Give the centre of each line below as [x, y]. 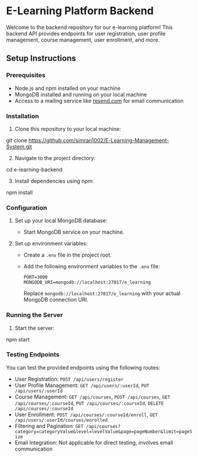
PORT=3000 [36, 277]
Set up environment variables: [51, 244]
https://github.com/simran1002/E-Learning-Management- [99, 140]
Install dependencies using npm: [54, 181]
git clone [17, 140]
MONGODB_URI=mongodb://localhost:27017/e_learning [87, 283]
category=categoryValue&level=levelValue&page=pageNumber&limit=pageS [103, 432]
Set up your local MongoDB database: [61, 221]
